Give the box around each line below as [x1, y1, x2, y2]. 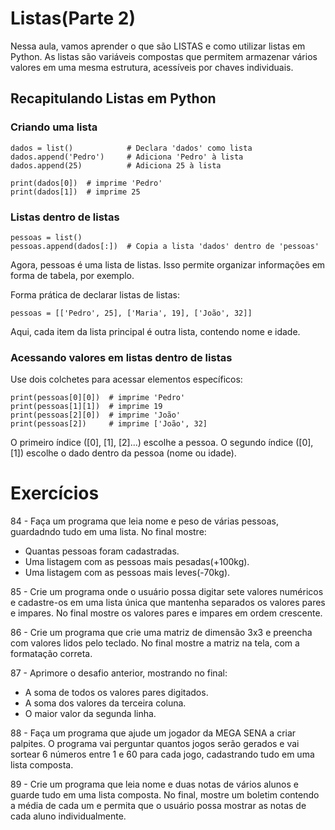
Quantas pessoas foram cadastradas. [24, 545, 180, 557]
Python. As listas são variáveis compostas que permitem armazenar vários [10, 50, 318, 62]
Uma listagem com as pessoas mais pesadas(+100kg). [24, 556, 250, 568]
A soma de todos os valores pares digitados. [24, 687, 209, 699]
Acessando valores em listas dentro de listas [10, 350, 233, 364]
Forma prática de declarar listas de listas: [10, 288, 181, 301]
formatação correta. [10, 648, 93, 660]
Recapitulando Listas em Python [10, 90, 217, 107]
